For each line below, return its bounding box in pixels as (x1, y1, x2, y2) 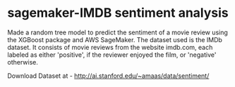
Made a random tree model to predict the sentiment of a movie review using (7, 28, 228, 36)
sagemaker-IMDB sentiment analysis (7, 5, 229, 21)
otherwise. (7, 58, 39, 66)
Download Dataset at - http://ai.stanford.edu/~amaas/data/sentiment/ (7, 72, 210, 80)
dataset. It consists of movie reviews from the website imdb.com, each (7, 43, 213, 51)
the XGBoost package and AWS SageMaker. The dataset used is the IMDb (7, 35, 222, 43)
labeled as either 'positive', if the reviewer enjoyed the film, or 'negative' (7, 51, 217, 59)
